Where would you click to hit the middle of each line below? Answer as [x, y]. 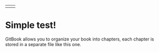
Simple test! [31, 25]
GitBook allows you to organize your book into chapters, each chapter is [80, 39]
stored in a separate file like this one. [43, 44]
